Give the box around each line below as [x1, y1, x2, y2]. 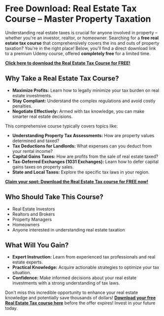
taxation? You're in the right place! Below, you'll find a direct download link [5, 45, 156, 51]
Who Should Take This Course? [5, 193, 103, 201]
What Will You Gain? [5, 241, 69, 249]
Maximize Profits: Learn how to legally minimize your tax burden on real [12, 87, 160, 93]
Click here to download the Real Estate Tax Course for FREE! [5, 60, 131, 66]
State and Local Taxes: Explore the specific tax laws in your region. [12, 169, 150, 175]
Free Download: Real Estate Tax [5, 3, 137, 14]
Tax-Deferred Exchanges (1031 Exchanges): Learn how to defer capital [12, 158, 159, 165]
